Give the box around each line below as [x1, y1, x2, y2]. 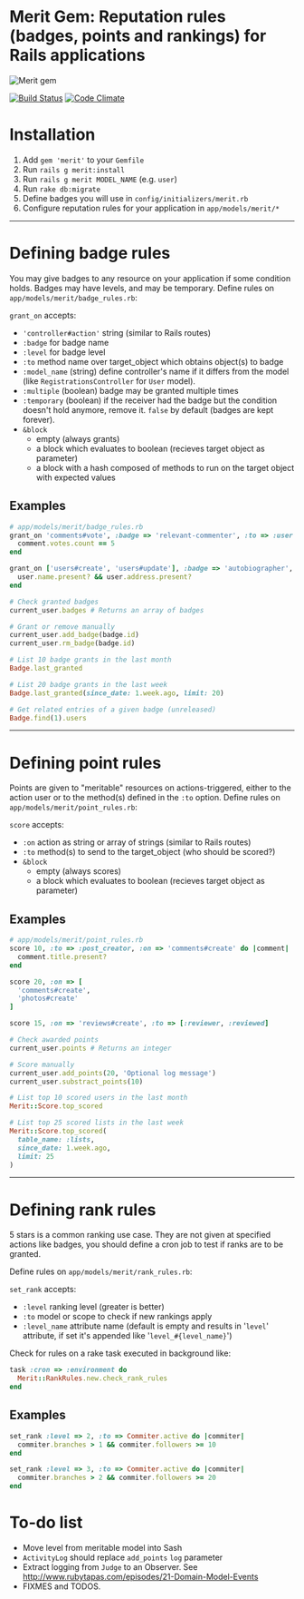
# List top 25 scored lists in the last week [9, 1118, 184, 1127]
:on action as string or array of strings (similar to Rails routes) [22, 837, 252, 848]
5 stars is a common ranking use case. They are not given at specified [9, 1230, 271, 1241]
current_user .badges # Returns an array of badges [9, 605, 204, 614]
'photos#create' [17, 994, 79, 1004]
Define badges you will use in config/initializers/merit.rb [22, 192, 249, 203]
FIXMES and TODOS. [22, 1581, 101, 1592]
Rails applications [9, 45, 146, 65]
